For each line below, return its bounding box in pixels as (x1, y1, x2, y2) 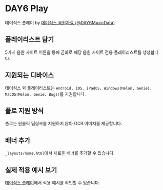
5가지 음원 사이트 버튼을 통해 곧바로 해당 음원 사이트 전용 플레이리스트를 (5, 49, 142, 55)
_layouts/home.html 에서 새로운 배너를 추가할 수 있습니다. (5, 150, 115, 156)
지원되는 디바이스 (5, 71, 54, 80)
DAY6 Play (5, 3, 49, 14)
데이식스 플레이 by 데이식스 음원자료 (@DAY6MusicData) (5, 20, 115, 25)
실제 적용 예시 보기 (5, 166, 57, 174)
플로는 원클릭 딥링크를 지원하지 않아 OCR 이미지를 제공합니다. (5, 121, 122, 127)
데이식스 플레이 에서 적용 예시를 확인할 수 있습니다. (5, 180, 101, 186)
